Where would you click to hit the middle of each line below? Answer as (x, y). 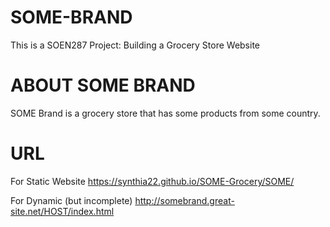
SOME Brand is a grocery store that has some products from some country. (165, 113)
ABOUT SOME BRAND (103, 85)
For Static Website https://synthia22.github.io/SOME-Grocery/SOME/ (152, 181)
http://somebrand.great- (184, 200)
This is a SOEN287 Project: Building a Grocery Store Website (135, 45)
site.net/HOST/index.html (62, 211)
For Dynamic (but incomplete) (71, 200)
